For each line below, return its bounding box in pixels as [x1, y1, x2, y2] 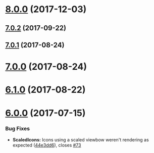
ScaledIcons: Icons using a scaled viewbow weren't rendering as [12, 136, 149, 142]
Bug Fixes [5, 125, 30, 132]
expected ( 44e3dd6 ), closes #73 [12, 142, 81, 148]
